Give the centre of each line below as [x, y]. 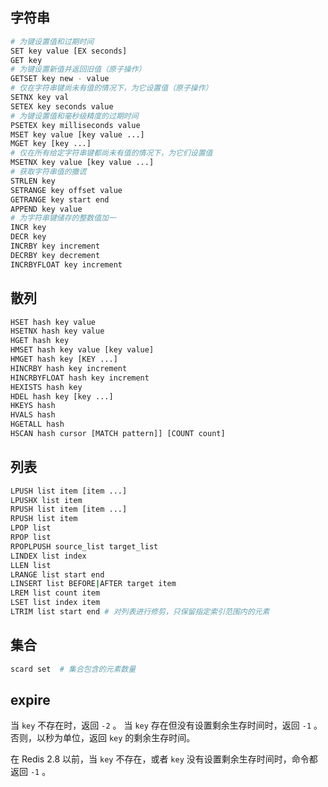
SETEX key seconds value [62, 106]
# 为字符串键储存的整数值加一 [63, 218]
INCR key [28, 228]
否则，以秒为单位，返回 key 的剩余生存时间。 [103, 738]
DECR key [28, 237]
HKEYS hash [33, 406]
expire [30, 700]
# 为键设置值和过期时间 [52, 41]
